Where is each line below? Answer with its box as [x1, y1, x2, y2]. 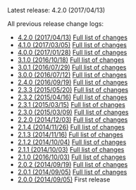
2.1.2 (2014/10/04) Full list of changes [17, 138, 127, 146]
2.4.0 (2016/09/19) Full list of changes [17, 78, 128, 87]
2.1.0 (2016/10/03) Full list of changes [17, 153, 126, 161]
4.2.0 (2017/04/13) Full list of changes [17, 33, 128, 42]
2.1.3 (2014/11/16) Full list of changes [17, 130, 123, 139]
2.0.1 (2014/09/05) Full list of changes [17, 168, 128, 176]
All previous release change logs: [7, 20, 104, 27]
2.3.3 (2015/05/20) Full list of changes [17, 86, 129, 94]
